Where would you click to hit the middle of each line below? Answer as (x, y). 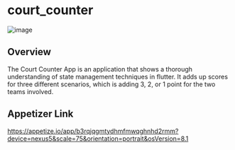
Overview (29, 52)
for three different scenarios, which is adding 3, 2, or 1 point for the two (111, 84)
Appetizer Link (40, 114)
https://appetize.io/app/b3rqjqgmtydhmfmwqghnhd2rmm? (93, 131)
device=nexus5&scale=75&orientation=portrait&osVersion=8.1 (98, 138)
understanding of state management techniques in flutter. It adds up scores (118, 76)
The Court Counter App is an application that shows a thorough (100, 69)
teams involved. (31, 91)
